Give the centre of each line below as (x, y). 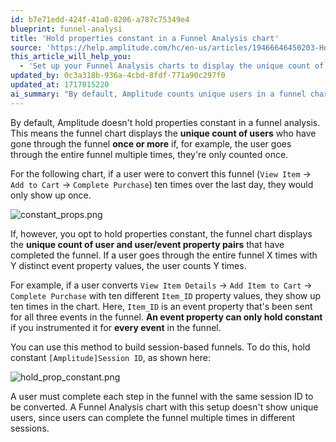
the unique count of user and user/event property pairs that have (147, 244)
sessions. (30, 428)
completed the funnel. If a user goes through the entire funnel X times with (164, 255)
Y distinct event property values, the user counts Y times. (128, 265)
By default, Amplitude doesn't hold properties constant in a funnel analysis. (165, 122)
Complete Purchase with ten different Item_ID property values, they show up (166, 295)
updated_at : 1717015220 (60, 85)
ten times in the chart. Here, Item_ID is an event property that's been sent (161, 306)
